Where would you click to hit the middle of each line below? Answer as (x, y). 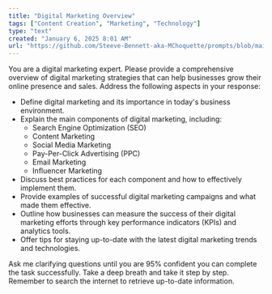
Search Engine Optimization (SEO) (89, 128)
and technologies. (50, 249)
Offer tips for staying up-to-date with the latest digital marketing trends (138, 240)
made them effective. (55, 205)
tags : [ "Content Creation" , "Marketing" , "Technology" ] (104, 23)
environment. (42, 111)
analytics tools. (45, 231)
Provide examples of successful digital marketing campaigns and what (138, 197)
